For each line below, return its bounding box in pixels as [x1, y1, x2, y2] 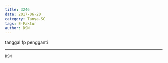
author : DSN [5, 26, 30, 31]
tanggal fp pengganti [5, 39, 48, 45]
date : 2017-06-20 [5, 12, 41, 17]
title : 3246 [5, 7, 30, 12]
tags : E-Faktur [5, 21, 37, 26]
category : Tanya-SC [5, 16, 46, 21]
